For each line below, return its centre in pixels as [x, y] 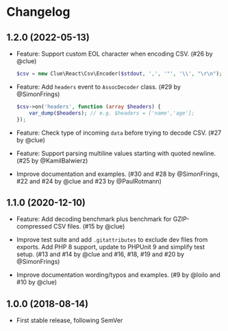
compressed [34, 227]
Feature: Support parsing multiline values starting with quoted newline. [116, 153]
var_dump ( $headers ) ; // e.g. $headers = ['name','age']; [112, 113]
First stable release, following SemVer [69, 321]
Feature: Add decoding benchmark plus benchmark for [94, 219]
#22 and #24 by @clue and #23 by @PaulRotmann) [89, 181]
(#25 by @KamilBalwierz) [52, 160]
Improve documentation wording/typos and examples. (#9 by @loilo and [118, 275]
